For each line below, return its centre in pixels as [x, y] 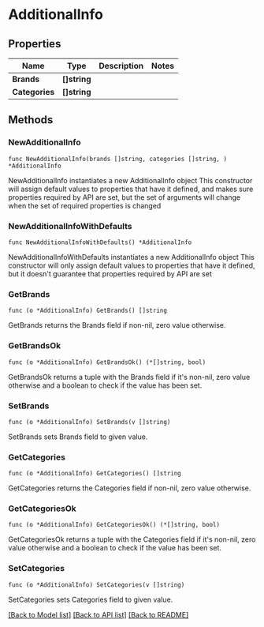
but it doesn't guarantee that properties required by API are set [110, 273]
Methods [31, 120]
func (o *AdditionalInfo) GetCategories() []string [95, 474]
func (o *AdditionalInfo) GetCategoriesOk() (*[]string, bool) [114, 525]
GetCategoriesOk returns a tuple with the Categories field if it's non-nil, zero [132, 539]
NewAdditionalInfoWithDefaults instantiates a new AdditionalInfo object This [131, 257]
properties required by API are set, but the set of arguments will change [125, 197]
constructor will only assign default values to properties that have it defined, [132, 265]
